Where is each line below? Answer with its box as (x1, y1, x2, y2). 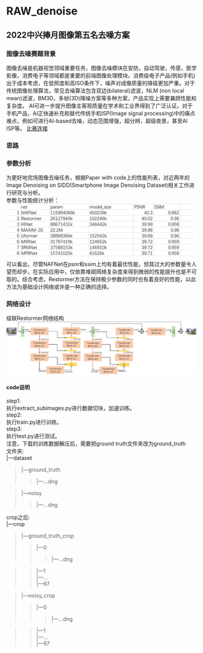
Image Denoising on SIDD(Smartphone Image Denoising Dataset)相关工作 (6, 181, 190, 189)
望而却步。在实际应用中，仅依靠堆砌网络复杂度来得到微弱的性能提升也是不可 (6, 268, 197, 275)
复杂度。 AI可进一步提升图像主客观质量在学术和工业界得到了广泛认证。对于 (6, 102, 193, 109)
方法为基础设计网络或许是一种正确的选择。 (6, 283, 112, 290)
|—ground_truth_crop (21, 532, 74, 539)
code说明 (6, 383, 30, 391)
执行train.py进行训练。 (6, 418, 62, 426)
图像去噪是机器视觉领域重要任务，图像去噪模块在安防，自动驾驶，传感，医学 (6, 64, 197, 71)
